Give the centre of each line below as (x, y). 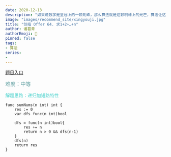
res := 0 (24, 110)
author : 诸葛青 (20, 29)
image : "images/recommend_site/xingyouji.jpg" (55, 19)
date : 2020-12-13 (24, 10)
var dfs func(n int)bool (41, 114)
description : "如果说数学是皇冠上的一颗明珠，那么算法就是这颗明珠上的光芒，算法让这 (86, 15)
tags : (11, 43)
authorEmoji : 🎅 (21, 34)
